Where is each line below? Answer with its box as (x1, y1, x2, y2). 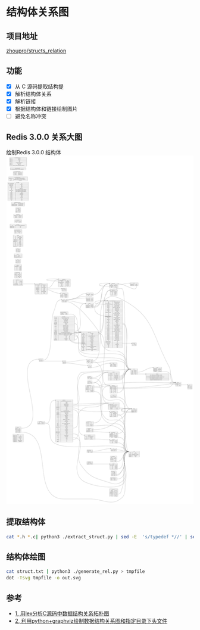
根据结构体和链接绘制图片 (14, 105, 78, 112)
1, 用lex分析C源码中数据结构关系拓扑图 (14, 610, 110, 617)
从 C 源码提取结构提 (14, 83, 64, 90)
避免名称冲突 (14, 113, 46, 120)
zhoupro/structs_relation (6, 47, 67, 54)
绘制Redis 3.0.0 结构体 (6, 148, 61, 155)
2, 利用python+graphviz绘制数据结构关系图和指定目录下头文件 (14, 617, 168, 624)
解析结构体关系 (14, 90, 52, 97)
